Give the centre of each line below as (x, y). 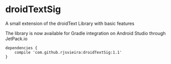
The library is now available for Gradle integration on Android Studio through (86, 33)
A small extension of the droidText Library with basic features (70, 23)
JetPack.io (17, 39)
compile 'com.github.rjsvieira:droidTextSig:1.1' (68, 52)
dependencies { (21, 48)
